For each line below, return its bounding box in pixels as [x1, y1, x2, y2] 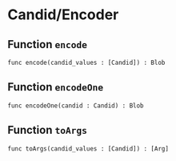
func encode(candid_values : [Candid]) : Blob [7, 58, 166, 66]
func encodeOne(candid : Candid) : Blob [7, 102, 145, 110]
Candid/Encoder [7, 6, 119, 24]
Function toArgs [7, 123, 87, 137]
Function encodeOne [7, 80, 104, 94]
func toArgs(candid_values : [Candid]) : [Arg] [7, 144, 170, 153]
